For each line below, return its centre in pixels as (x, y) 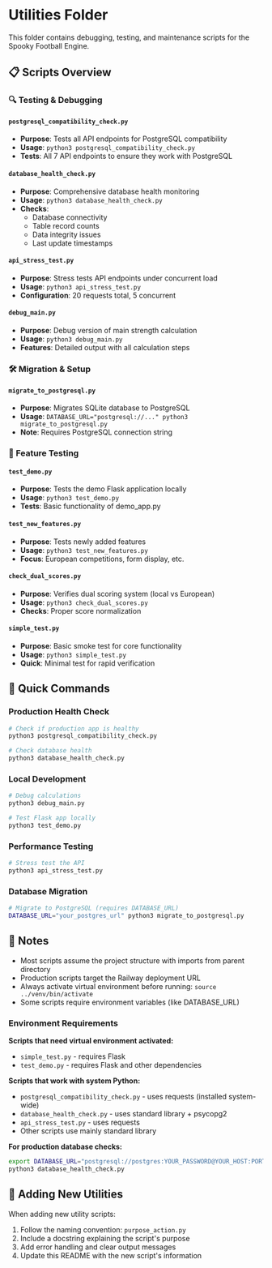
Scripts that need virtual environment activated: (91, 1041)
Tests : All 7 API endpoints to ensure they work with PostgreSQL (126, 156)
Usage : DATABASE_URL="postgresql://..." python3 (104, 417)
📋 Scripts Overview (60, 73)
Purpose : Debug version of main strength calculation (108, 331)
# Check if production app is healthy (74, 728)
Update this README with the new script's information (111, 1255)
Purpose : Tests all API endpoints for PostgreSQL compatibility (123, 139)
